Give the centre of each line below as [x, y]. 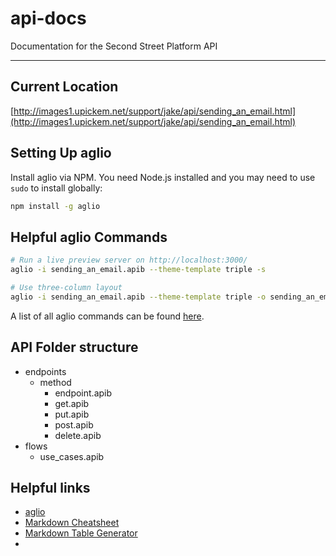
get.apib [72, 403]
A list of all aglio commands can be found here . [107, 316]
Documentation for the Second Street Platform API [114, 46]
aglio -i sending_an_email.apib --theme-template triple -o [138, 297]
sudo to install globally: [56, 188]
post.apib [74, 424]
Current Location [64, 87]
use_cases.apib [72, 456]
